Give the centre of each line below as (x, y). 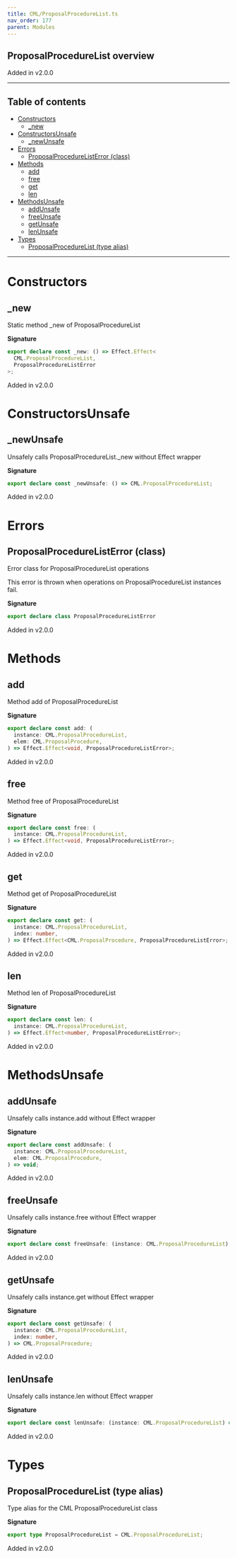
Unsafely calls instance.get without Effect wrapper (81, 1297)
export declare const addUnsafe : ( (60, 1144)
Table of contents (47, 102)
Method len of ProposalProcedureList (62, 993)
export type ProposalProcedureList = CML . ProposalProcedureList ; (105, 1535)
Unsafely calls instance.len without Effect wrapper (80, 1397)
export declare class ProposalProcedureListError (82, 617)
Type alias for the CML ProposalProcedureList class (83, 1508)
